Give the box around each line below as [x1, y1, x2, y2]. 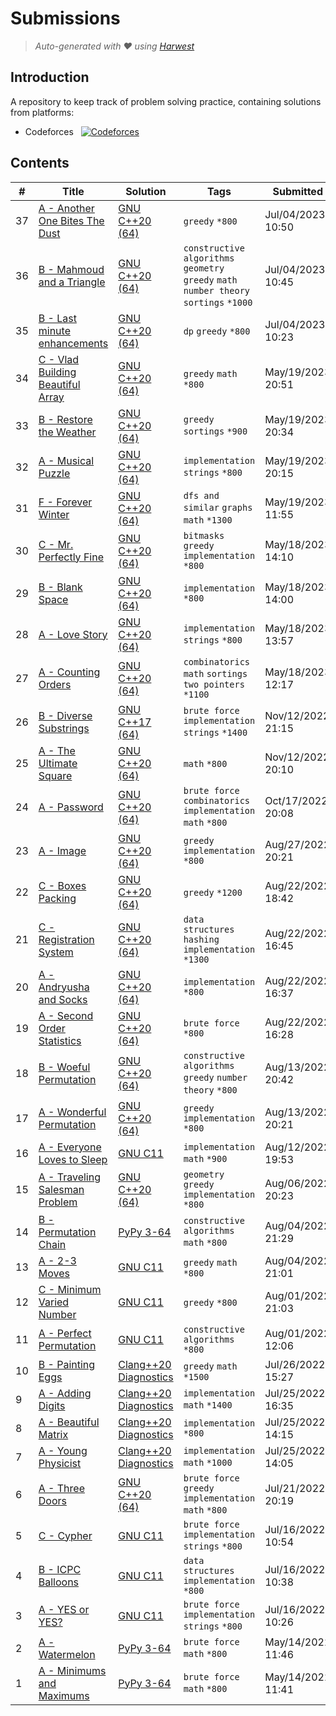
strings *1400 [183, 727, 248, 738]
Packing [38, 891, 77, 905]
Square [38, 768, 73, 782]
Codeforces [24, 125, 74, 137]
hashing [183, 933, 220, 945]
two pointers [183, 678, 245, 690]
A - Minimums [38, 1663, 107, 1677]
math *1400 [183, 1399, 233, 1411]
